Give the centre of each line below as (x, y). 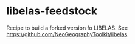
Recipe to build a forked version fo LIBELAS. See (67, 28)
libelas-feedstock (52, 11)
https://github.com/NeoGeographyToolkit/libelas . (67, 34)
